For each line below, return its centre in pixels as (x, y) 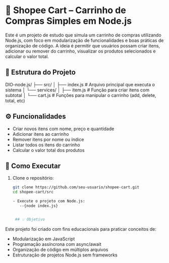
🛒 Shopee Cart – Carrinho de (66, 10)
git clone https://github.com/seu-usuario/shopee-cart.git (76, 187)
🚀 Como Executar (33, 166)
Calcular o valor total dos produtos (48, 150)
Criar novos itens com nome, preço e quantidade (63, 129)
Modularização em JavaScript (44, 239)
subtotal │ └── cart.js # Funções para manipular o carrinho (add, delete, (81, 95)
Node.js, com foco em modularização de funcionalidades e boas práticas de (84, 40)
